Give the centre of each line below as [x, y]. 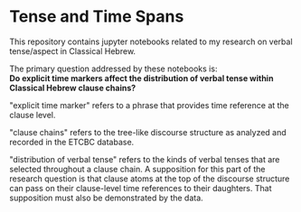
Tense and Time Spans [97, 17]
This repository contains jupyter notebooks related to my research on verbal [151, 41]
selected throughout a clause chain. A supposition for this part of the [137, 169]
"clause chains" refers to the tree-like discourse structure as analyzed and [148, 132]
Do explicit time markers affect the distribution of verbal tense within [141, 78]
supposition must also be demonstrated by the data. [106, 198]
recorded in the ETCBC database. [72, 142]
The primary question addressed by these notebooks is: [113, 69]
